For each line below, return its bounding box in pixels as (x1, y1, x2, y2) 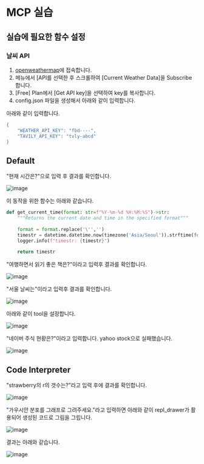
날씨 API (6, 51, 30, 60)
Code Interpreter (6, 364, 71, 375)
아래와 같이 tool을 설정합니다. (6, 310, 76, 317)
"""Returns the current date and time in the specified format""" (17, 215, 189, 221)
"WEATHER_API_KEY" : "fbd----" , (17, 127, 97, 134)
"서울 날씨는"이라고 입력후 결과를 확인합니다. (6, 285, 112, 293)
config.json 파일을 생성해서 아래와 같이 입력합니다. (15, 97, 135, 104)
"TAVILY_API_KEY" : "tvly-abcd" (17, 133, 97, 139)
